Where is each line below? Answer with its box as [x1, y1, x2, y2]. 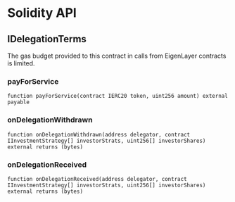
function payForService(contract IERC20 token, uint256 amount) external [7, 93, 229, 100]
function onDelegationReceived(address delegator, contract [7, 175, 188, 182]
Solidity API [7, 5, 77, 21]
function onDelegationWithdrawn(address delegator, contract [7, 131, 191, 138]
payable [7, 99, 30, 106]
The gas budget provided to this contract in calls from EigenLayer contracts [7, 51, 227, 60]
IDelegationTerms [7, 33, 87, 45]
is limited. [7, 59, 35, 68]
